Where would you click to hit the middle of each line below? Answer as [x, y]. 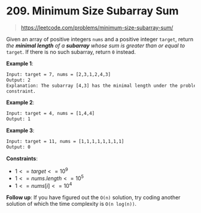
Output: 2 [19, 80]
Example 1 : [20, 63]
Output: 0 [19, 147]
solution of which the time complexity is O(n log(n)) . [71, 203]
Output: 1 [19, 119]
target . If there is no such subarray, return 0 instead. [71, 51]
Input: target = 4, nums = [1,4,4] [51, 114]
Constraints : [22, 158]
